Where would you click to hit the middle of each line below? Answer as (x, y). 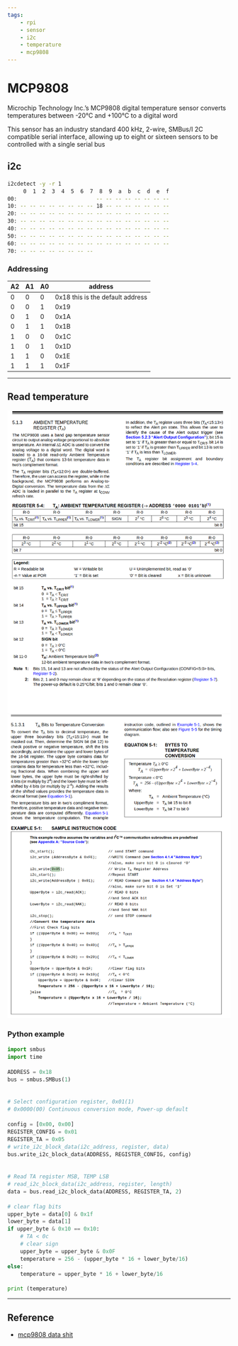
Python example (36, 1033)
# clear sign (39, 1244)
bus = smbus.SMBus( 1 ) (39, 1079)
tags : (15, 15)
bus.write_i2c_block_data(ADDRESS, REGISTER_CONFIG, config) (100, 1154)
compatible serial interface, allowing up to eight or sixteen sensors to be (113, 136)
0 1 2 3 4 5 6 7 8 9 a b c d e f (96, 191)
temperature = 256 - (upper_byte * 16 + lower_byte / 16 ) (104, 1259)
